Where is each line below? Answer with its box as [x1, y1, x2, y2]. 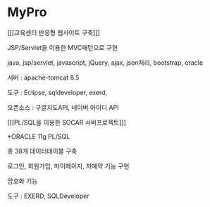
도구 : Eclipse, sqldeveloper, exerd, [7, 88, 108, 96]
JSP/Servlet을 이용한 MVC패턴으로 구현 [7, 43, 118, 51]
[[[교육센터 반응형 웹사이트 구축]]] [7, 28, 100, 37]
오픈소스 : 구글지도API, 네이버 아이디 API [7, 103, 119, 111]
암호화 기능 [7, 177, 38, 185]
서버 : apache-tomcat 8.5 [7, 73, 80, 82]
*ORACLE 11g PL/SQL [7, 132, 70, 141]
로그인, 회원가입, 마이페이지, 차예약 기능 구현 [7, 161, 130, 170]
